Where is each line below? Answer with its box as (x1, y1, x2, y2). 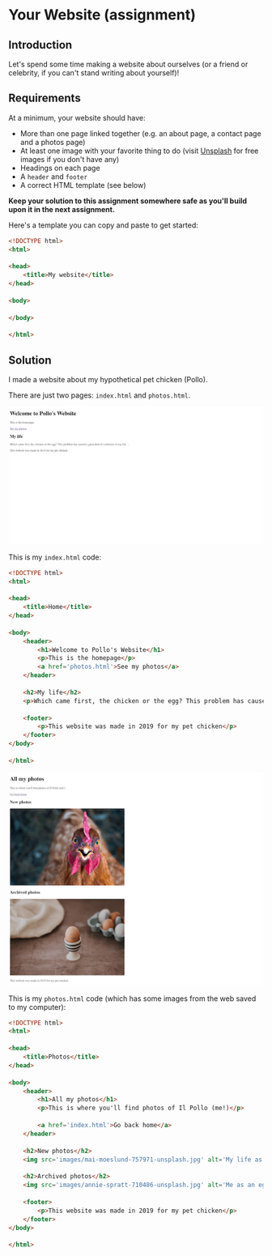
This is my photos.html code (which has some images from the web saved (8, 994, 257, 1003)
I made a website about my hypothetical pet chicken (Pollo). (8, 375, 208, 385)
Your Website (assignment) (8, 6, 196, 24)
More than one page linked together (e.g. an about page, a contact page (19, 128, 261, 138)
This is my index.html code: (8, 552, 102, 562)
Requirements (8, 92, 81, 105)
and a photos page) (19, 137, 86, 147)
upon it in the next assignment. (8, 204, 116, 214)
